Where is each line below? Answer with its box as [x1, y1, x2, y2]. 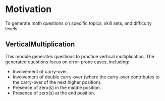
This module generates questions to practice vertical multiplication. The [5, 53, 155, 59]
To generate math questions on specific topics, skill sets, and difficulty [5, 20, 152, 26]
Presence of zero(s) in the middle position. [12, 84, 101, 90]
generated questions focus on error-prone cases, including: [5, 59, 130, 65]
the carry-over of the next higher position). [12, 79, 102, 85]
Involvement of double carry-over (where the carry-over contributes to [12, 74, 160, 80]
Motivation [5, 4, 52, 15]
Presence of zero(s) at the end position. [12, 89, 95, 96]
